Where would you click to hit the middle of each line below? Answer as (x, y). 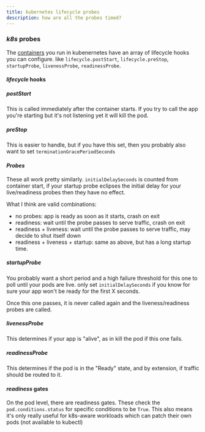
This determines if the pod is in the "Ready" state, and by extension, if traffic (103, 368)
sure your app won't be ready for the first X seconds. (73, 291)
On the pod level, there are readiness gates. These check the (83, 403)
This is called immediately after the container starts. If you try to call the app (102, 109)
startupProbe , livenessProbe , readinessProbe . (64, 66)
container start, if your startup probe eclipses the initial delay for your (94, 186)
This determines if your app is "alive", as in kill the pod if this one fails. (95, 339)
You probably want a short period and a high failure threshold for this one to (102, 278)
